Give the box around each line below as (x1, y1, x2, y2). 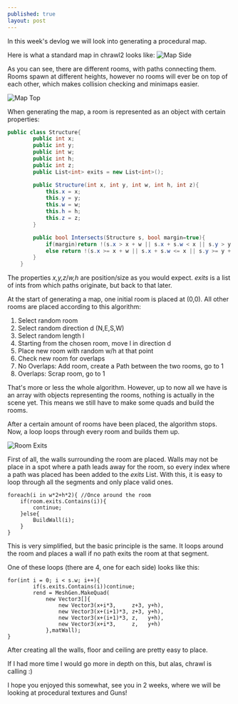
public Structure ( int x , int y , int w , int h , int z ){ (33, 181, 200, 188)
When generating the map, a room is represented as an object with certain (7, 107, 226, 116)
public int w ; (33, 149, 75, 156)
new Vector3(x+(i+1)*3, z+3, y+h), (58, 608, 164, 615)
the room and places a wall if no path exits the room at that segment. (7, 549, 209, 558)
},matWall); (45, 627, 81, 634)
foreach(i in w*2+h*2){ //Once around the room (7, 492, 152, 499)
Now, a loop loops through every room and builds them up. (7, 428, 180, 436)
